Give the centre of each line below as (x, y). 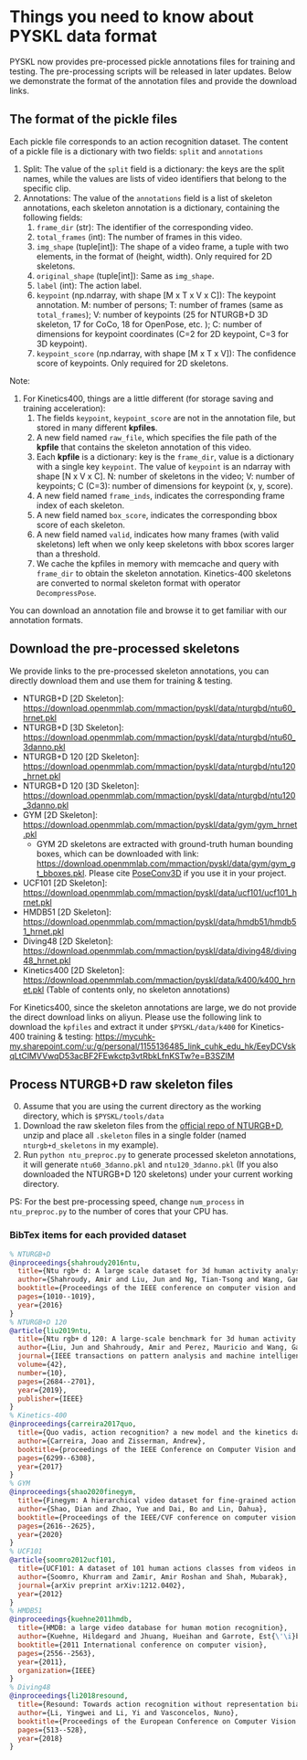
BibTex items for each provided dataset (98, 1235)
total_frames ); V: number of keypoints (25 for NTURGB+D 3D (152, 314)
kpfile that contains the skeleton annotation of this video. (144, 447)
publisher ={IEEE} (51, 1399)
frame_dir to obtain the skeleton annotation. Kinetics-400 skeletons (164, 573)
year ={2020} (41, 1534)
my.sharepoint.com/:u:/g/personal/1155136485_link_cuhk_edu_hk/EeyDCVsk (153, 1046)
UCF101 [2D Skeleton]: (65, 883)
